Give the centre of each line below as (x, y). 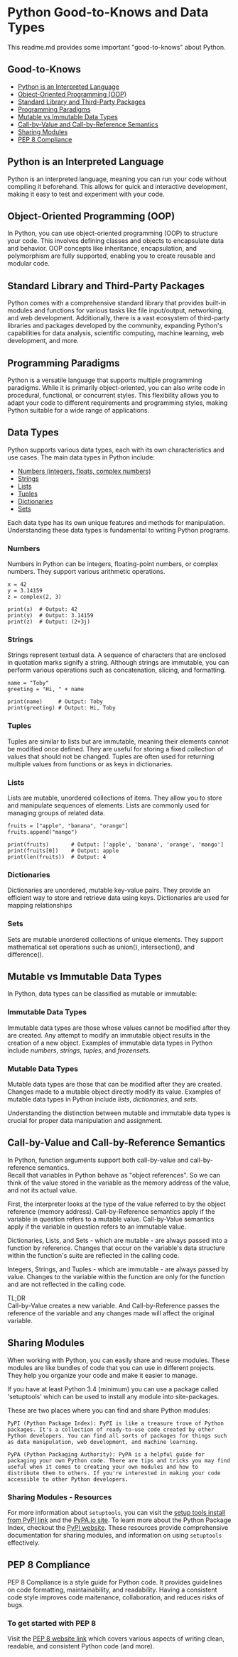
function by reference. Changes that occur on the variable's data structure (116, 1248)
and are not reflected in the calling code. (67, 1284)
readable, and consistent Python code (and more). (81, 1646)
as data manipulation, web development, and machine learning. (103, 1442)
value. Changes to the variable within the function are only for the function (116, 1276)
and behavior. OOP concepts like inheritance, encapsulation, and (102, 249)
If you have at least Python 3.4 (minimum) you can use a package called (113, 1389)
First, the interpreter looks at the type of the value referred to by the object (117, 1204)
